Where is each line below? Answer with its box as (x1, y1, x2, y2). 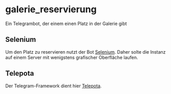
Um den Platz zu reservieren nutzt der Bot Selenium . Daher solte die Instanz (5, 49, 166, 55)
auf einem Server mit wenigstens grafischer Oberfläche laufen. (5, 54, 138, 60)
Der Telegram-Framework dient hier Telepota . (5, 83, 102, 89)
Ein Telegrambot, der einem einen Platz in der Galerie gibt (5, 20, 127, 27)
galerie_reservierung (5, 4, 97, 15)
